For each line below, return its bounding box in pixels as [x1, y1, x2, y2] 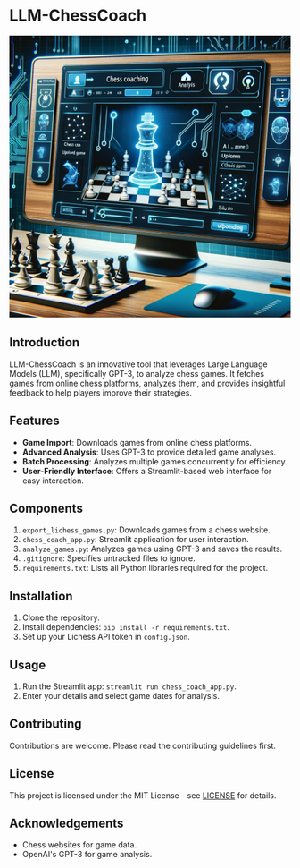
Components [9, 500, 83, 515]
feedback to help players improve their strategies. [9, 387, 192, 398]
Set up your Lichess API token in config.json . [21, 632, 190, 642]
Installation [9, 588, 73, 604]
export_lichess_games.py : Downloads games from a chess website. [21, 524, 271, 535]
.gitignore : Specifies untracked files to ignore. [21, 553, 196, 564]
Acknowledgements [9, 816, 124, 831]
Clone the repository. [21, 612, 100, 623]
